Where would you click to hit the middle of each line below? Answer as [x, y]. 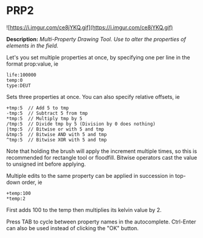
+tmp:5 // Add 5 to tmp [38, 108]
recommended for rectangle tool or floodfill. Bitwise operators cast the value [102, 157]
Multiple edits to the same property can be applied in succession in [90, 175]
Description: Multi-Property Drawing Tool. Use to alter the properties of [96, 39]
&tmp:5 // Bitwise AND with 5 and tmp [57, 134]
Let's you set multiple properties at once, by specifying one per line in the [98, 57]
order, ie [32, 182]
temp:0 [15, 80]
